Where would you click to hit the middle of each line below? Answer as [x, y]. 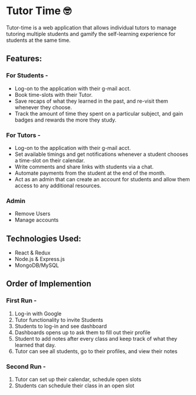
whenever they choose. [43, 107]
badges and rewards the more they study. [66, 120]
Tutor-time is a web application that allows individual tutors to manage [92, 27]
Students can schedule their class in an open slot [74, 386]
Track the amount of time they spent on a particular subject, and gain [99, 113]
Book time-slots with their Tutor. [53, 94]
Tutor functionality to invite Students [59, 319]
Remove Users [32, 214]
